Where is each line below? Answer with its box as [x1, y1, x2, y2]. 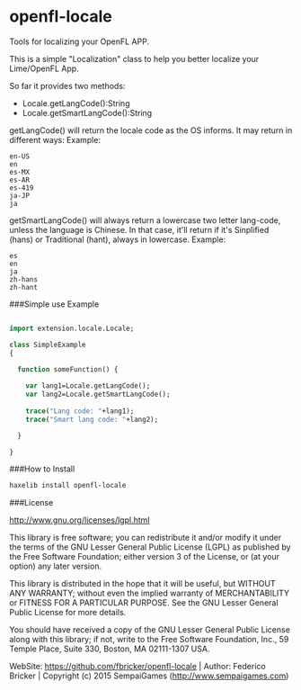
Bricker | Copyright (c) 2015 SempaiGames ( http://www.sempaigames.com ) [9, 670, 289, 681]
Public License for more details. [9, 607, 127, 618]
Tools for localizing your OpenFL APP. [9, 36, 150, 47]
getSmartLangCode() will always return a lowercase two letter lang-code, [9, 214, 281, 226]
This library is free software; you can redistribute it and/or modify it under [9, 533, 282, 543]
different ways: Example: [9, 134, 102, 145]
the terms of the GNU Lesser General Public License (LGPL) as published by [9, 542, 291, 552]
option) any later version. [9, 560, 102, 572]
